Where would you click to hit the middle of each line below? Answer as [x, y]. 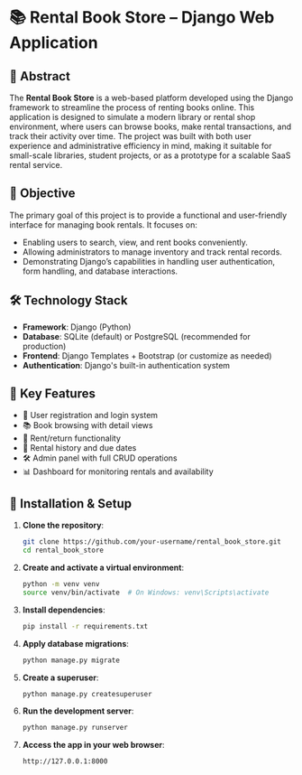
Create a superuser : [60, 677]
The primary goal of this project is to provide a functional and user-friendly [148, 215]
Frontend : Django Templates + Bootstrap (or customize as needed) [147, 355]
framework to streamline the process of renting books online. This [132, 107]
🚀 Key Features [53, 394]
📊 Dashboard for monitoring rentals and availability [118, 472]
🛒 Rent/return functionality [72, 438]
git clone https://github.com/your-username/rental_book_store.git [151, 542]
